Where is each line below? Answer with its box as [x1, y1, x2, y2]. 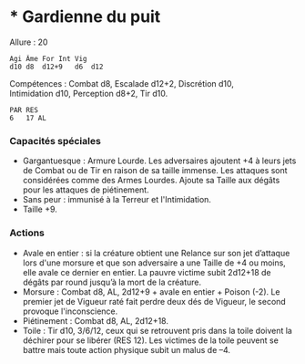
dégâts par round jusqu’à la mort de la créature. [22, 276, 202, 287]
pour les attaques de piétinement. [22, 184, 149, 195]
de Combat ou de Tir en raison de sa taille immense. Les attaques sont [22, 165, 289, 176]
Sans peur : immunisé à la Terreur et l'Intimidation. [22, 194, 212, 205]
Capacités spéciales [9, 134, 102, 147]
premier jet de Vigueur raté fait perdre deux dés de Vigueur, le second [22, 296, 287, 307]
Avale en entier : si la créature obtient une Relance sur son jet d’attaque [22, 247, 290, 258]
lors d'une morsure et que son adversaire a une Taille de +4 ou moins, [22, 257, 287, 268]
